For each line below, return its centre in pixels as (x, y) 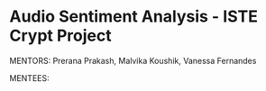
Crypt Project (60, 36)
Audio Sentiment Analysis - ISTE (134, 17)
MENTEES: (29, 77)
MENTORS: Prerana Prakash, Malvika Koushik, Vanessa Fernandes (133, 60)
